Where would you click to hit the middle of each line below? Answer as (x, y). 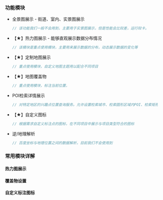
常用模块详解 (20, 156)
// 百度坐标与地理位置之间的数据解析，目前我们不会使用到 (62, 143)
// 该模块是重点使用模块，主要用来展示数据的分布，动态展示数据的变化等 (75, 48)
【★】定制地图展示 (31, 57)
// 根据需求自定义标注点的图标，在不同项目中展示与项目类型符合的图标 (73, 124)
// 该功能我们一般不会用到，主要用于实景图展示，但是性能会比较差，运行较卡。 (80, 28)
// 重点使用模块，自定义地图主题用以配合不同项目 (55, 67)
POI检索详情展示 (28, 95)
